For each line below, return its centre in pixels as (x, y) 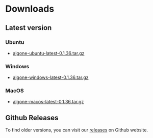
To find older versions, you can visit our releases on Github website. (77, 130)
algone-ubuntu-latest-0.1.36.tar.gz (48, 53)
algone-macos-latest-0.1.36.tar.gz (48, 102)
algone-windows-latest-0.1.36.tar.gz (50, 77)
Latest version (29, 28)
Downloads (30, 9)
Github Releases (32, 118)
